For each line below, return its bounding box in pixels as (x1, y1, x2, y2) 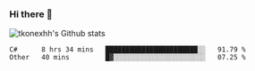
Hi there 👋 (9, 8, 54, 20)
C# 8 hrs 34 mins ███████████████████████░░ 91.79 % (9, 45, 246, 54)
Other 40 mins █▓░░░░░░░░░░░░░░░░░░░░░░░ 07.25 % (9, 53, 246, 62)
